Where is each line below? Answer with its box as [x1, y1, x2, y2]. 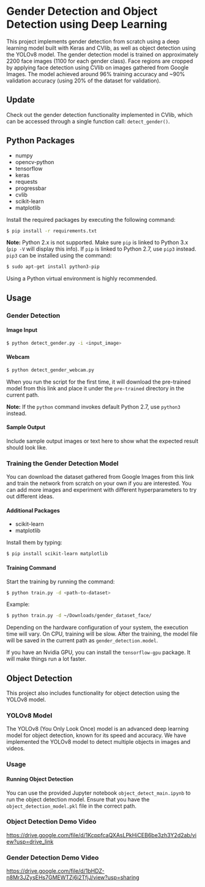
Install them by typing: [6, 539, 62, 546]
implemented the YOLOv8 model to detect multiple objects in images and [6, 738, 191, 746]
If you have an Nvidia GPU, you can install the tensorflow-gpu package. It [6, 648, 191, 656]
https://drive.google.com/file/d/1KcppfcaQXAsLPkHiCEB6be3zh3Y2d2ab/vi [6, 831, 197, 838]
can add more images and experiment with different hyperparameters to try [6, 486, 197, 494]
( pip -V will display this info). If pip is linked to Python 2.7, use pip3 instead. [6, 245, 197, 253]
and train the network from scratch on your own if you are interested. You [6, 479, 192, 487]
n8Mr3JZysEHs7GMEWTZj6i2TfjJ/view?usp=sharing [6, 874, 140, 881]
